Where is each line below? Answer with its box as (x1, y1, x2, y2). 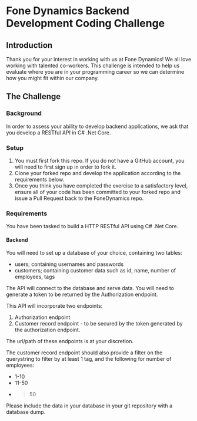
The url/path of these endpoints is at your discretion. (6, 338, 134, 345)
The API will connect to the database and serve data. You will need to (6, 285, 175, 292)
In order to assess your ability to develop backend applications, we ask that (6, 123, 189, 130)
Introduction (6, 40, 53, 50)
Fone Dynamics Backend (6, 4, 129, 18)
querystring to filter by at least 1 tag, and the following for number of (6, 356, 172, 363)
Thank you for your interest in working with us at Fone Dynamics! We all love (6, 56, 192, 63)
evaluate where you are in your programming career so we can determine (6, 68, 185, 75)
